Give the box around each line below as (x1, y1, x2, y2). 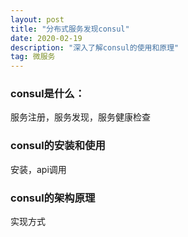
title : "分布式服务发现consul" (10, 24, 130, 34)
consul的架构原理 (10, 191, 96, 205)
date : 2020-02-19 (10, 33, 83, 43)
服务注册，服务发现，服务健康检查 (10, 111, 151, 123)
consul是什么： (10, 87, 86, 101)
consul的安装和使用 (10, 139, 106, 153)
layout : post (10, 14, 65, 25)
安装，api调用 (10, 163, 67, 175)
